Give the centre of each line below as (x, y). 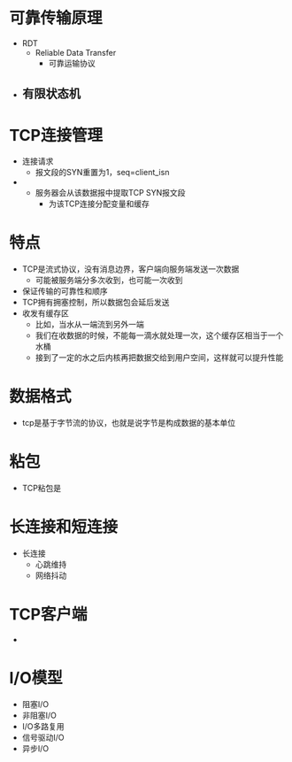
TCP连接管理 (56, 135)
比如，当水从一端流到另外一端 (89, 325)
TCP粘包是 (42, 489)
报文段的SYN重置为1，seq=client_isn (102, 173)
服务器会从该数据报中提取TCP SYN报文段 (110, 193)
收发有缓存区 (45, 313)
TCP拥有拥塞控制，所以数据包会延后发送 (96, 303)
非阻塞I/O (39, 715)
